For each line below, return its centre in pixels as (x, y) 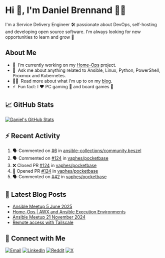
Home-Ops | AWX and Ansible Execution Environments (69, 212)
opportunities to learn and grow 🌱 (40, 37)
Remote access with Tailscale (43, 222)
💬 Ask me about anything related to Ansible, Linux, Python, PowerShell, (86, 70)
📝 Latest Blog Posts (36, 195)
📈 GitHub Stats (29, 105)
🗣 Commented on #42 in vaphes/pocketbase (59, 177)
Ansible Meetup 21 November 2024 (49, 217)
